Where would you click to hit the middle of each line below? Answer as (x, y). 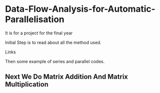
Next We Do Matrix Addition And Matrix (67, 77)
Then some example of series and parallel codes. (55, 61)
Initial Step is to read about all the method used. (53, 42)
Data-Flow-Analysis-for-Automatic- (80, 9)
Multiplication (27, 84)
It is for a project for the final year (39, 33)
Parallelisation (35, 19)
